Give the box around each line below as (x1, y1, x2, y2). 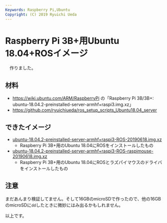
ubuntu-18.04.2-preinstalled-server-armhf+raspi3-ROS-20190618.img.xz (12, 136, 162, 142)
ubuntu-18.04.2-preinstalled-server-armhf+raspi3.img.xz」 (12, 101, 134, 107)
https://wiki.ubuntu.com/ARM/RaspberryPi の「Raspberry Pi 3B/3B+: (12, 95, 154, 101)
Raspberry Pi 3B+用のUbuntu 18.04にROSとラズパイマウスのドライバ (19, 159, 163, 165)
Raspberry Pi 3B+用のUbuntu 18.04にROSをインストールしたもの (19, 142, 154, 148)
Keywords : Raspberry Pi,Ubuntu (5, 7, 70, 12)
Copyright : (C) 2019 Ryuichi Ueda (5, 12, 77, 17)
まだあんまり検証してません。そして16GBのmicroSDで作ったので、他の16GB (5, 195, 161, 201)
